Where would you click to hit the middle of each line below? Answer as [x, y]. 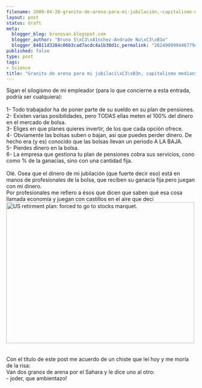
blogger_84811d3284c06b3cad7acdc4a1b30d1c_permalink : [80, 46]
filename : [19, 12]
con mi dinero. [24, 186]
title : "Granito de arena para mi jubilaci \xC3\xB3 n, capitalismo [91, 73]
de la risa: [18, 366]
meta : [13, 29]
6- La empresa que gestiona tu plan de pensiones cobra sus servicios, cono [100, 155]
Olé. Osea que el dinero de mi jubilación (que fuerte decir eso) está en [93, 174]
